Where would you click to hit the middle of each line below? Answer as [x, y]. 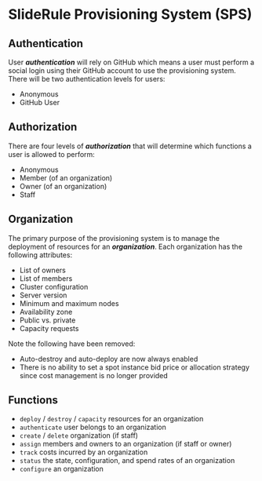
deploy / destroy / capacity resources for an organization [111, 419]
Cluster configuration [54, 286]
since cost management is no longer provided [94, 375]
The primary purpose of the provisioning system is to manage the [114, 238]
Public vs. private [47, 320]
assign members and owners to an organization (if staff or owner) [126, 444]
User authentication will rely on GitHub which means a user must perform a [131, 62]
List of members [46, 278]
